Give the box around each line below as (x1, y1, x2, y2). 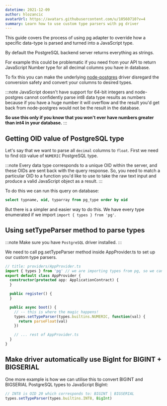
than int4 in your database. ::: (5, 120, 67, 126)
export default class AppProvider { (5, 273, 81, 278)
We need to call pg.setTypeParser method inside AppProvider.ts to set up (5, 249, 156, 255)
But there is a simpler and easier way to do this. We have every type (5, 206, 145, 212)
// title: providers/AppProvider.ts (5, 264, 81, 269)
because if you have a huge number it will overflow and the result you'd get (5, 100, 160, 106)
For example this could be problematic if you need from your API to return (5, 59, 156, 65)
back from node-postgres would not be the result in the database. (5, 105, 140, 111)
